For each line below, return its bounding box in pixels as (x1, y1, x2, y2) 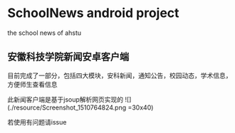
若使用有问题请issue (7, 117, 67, 126)
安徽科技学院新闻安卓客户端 (7, 51, 130, 63)
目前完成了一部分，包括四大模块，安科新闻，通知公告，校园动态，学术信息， (7, 71, 232, 80)
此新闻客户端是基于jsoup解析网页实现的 (7, 95, 124, 104)
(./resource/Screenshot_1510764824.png (7, 103, 127, 112)
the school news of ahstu (7, 28, 82, 37)
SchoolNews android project (7, 5, 179, 21)
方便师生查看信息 (7, 80, 58, 88)
